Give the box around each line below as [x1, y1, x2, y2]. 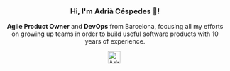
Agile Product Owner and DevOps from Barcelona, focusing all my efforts [6, 22, 224, 31]
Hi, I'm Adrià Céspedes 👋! [70, 6, 160, 16]
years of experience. [84, 37, 146, 46]
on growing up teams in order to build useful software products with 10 [11, 30, 219, 38]
